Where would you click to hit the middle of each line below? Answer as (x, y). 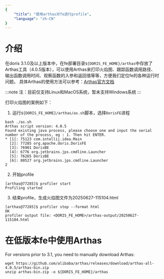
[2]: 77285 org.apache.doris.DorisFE (48, 144)
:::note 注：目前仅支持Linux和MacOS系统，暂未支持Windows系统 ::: (73, 92)
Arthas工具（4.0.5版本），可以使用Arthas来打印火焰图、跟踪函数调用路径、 (80, 69)
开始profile (23, 174)
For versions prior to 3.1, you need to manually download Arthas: (70, 255)
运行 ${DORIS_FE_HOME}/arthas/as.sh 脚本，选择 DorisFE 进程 (71, 113)
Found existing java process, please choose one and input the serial (79, 131)
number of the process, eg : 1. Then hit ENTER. (56, 135)
